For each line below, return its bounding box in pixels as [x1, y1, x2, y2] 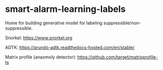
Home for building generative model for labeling [5, 20, 103, 26]
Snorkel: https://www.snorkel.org [5, 35, 73, 41]
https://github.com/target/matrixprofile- [77, 54, 158, 60]
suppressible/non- [103, 20, 141, 26]
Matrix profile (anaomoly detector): [5, 54, 77, 60]
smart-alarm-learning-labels [5, 3, 126, 15]
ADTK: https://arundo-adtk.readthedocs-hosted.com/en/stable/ [5, 44, 135, 50]
